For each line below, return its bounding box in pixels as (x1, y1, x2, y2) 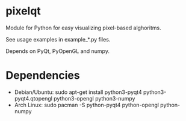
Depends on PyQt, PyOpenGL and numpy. (5, 47, 110, 55)
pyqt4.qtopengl (14, 95, 52, 102)
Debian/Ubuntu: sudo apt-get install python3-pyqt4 (14, 88, 142, 96)
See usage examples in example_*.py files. (5, 36, 111, 43)
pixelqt (5, 4, 42, 18)
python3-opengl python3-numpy (53, 95, 135, 102)
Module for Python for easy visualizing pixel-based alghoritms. (5, 24, 161, 31)
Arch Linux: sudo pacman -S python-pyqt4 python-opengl (14, 101, 159, 108)
